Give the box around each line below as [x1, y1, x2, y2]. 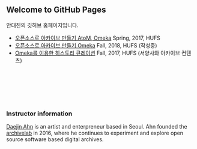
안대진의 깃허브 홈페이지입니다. [6, 21, 79, 29]
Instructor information [6, 109, 73, 118]
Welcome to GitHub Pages [6, 5, 106, 15]
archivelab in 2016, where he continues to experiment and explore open [6, 129, 184, 137]
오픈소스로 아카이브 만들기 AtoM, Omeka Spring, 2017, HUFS [14, 34, 161, 41]
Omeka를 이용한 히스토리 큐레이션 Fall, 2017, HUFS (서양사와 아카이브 [14, 49, 180, 56]
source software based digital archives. [6, 136, 104, 143]
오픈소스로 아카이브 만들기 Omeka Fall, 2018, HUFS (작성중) [14, 41, 157, 49]
